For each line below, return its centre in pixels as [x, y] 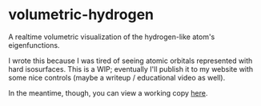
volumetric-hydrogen [81, 15]
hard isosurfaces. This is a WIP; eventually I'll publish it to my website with [131, 69]
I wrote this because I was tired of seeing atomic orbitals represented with [130, 61]
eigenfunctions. [34, 45]
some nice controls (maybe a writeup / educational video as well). [117, 77]
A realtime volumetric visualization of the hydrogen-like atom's [112, 37]
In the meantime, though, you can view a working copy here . [108, 92]
